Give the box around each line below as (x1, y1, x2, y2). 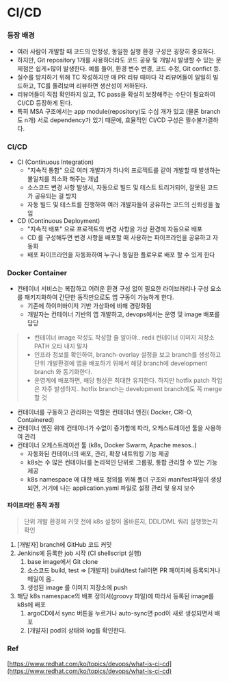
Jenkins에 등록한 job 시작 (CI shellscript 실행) (16, 549, 142, 557)
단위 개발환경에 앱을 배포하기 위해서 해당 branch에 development (33, 359, 207, 368)
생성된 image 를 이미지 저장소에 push (27, 583, 128, 591)
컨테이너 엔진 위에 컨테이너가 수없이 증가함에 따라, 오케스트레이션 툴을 (16, 424, 204, 432)
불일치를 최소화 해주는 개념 (27, 174, 99, 183)
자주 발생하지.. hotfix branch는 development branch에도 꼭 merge (41, 385, 222, 393)
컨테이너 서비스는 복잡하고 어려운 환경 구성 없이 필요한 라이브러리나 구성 (16, 285, 209, 293)
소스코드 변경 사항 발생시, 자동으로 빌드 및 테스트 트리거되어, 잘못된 (27, 183, 206, 191)
